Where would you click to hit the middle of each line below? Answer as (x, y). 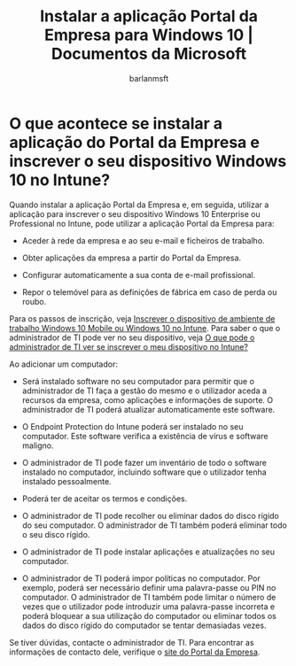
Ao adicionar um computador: (63, 364)
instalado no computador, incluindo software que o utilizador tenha (144, 472)
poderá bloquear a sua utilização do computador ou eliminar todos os (149, 616)
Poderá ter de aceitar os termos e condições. (105, 499)
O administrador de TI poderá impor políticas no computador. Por (141, 578)
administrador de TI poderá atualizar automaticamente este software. (148, 409)
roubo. (34, 301)
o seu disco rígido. (56, 534)
